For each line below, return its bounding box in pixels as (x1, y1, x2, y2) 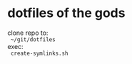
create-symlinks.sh (10, 50, 69, 57)
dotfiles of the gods (7, 5, 126, 21)
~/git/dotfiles (10, 36, 56, 43)
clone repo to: (7, 28, 49, 37)
